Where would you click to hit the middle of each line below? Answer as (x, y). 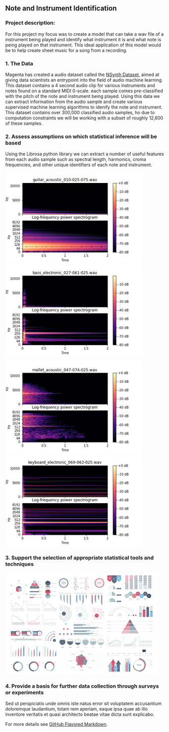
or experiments (25, 692)
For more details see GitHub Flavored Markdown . (57, 724)
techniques (20, 564)
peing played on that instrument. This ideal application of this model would (83, 45)
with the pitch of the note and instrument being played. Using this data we (82, 96)
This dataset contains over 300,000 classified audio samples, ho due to (80, 112)
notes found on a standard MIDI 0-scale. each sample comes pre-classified (84, 91)
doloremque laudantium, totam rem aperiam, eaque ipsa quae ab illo (77, 709)
